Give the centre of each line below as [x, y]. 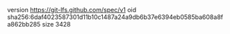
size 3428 [56, 24]
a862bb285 [24, 24]
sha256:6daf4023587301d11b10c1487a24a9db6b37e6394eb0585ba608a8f [115, 17]
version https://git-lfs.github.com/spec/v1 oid [72, 10]
